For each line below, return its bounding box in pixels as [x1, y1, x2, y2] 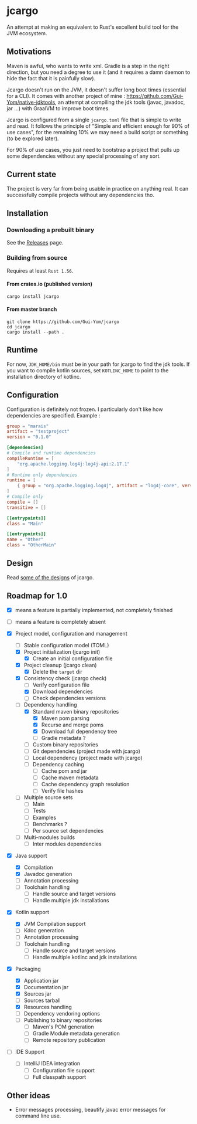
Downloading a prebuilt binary [6, 226, 95, 234]
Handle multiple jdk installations [32, 897, 109, 904]
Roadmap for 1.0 [6, 591, 68, 601]
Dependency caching [32, 761, 84, 768]
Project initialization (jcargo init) [23, 648, 101, 655]
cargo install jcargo [6, 293, 60, 300]
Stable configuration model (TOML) [23, 641, 109, 648]
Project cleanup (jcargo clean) [23, 661, 97, 669]
